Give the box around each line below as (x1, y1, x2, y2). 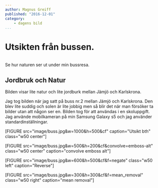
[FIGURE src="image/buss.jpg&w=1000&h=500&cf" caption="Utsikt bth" (5, 128, 151, 134)
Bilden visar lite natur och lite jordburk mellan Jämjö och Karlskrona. (5, 89, 141, 95)
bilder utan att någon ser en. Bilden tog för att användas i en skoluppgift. (5, 109, 150, 114)
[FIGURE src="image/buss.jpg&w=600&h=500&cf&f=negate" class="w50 (5, 157, 153, 163)
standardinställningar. (5, 119, 49, 124)
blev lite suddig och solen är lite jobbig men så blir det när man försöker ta (5, 103, 154, 109)
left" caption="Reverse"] (5, 163, 54, 168)
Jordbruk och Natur (5, 76, 66, 84)
